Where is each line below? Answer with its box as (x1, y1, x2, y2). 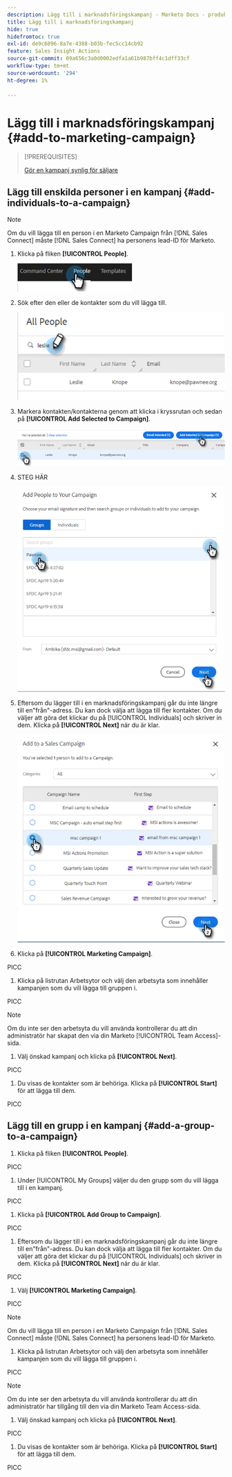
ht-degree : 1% (7, 77, 48, 84)
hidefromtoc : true (7, 33, 60, 40)
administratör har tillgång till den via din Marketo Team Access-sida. (7, 1402, 201, 1410)
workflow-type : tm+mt (7, 62, 70, 69)
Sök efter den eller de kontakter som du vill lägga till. (17, 299, 167, 307)
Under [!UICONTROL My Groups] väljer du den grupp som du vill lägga (17, 1176, 219, 1185)
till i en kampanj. (17, 1183, 64, 1191)
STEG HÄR (17, 473, 48, 482)
